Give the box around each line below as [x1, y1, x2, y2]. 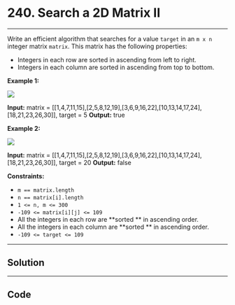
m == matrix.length [17, 187, 75, 194]
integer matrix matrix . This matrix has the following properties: [7, 42, 187, 50]
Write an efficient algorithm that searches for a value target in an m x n [7, 34, 213, 43]
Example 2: [7, 124, 41, 132]
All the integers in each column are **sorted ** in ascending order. [17, 222, 210, 231]
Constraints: [7, 171, 45, 180]
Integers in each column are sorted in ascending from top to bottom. [17, 63, 215, 71]
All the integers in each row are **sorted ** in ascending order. [17, 215, 199, 223]
